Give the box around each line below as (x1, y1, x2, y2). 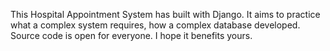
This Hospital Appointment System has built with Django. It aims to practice (10, 9, 321, 20)
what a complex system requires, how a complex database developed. (10, 19, 301, 31)
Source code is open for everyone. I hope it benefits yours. (10, 30, 253, 41)
